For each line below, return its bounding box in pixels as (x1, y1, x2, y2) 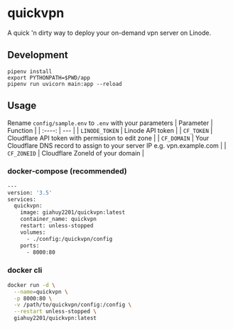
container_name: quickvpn (20, 215, 97, 223)
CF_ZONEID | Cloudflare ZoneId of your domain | (7, 149, 144, 157)
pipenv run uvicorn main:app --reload (7, 80, 122, 87)
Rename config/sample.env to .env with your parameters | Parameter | (7, 119, 213, 127)
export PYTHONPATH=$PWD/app (7, 74, 91, 81)
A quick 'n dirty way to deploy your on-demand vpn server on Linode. (7, 28, 212, 37)
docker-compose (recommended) (7, 166, 128, 176)
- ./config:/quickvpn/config (26, 235, 113, 242)
